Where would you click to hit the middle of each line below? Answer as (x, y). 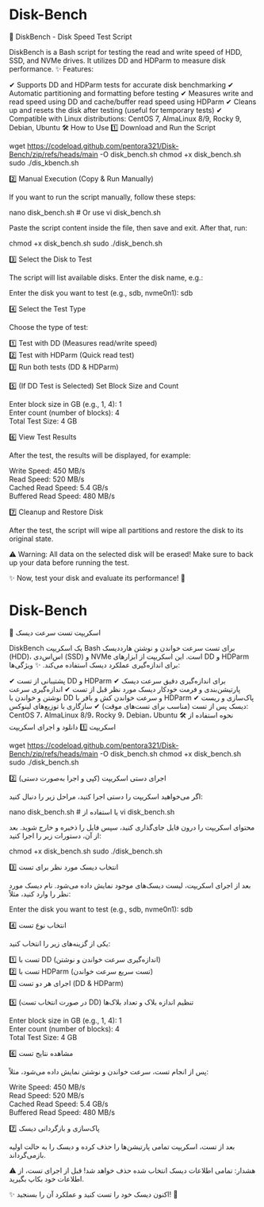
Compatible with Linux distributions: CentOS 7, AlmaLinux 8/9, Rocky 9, (125, 118)
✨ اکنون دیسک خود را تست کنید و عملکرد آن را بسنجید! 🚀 (94, 1194)
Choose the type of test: (49, 327)
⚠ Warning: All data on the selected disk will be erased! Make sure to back (131, 554)
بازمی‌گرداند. (27, 1155)
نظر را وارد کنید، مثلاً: (40, 894)
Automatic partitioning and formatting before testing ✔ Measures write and (131, 93)
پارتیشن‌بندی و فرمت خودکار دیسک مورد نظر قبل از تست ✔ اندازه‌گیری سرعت (125, 689)
